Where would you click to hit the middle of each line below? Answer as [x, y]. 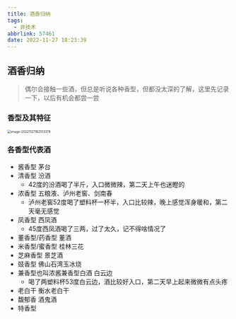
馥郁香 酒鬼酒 [37, 299]
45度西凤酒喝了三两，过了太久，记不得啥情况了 [97, 228]
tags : [15, 21]
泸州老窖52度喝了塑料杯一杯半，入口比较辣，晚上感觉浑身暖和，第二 [128, 202]
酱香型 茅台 [34, 166]
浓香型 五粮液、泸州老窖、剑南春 [65, 193]
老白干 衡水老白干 [43, 290]
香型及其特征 [29, 117]
